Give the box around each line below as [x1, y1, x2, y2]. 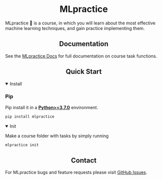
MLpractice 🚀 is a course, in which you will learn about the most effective [5, 20, 156, 26]
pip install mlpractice [5, 114, 55, 119]
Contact [71, 156, 97, 165]
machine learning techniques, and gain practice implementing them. [5, 25, 145, 31]
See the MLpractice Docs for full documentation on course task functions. [5, 53, 158, 59]
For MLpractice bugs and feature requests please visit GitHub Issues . [5, 170, 148, 176]
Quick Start [65, 67, 102, 76]
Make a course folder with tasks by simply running [5, 133, 109, 139]
